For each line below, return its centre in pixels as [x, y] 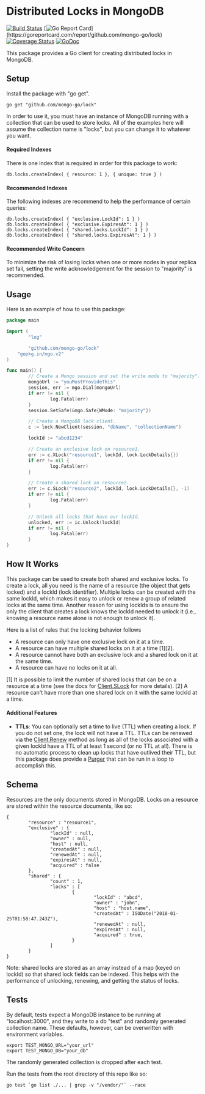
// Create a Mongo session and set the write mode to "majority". [114, 376]
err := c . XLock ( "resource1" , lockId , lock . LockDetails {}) [103, 455]
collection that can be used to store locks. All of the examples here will [95, 122]
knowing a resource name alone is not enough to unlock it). [81, 618]
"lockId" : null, [72, 833]
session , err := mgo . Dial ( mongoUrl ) [75, 388]
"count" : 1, [67, 881]
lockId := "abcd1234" [56, 438]
